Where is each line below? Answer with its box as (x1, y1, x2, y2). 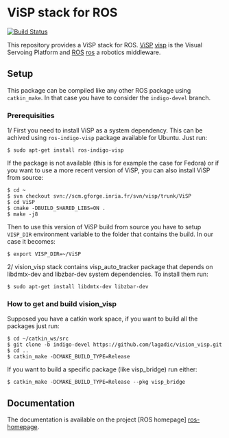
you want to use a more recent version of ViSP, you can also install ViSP (7, 166, 210, 174)
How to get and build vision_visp (7, 299, 117, 308)
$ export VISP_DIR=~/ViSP (7, 251, 81, 258)
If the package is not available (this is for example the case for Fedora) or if (7, 159, 219, 168)
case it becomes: (7, 238, 56, 246)
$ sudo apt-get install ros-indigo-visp (7, 147, 125, 154)
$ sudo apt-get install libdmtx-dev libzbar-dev (7, 284, 149, 290)
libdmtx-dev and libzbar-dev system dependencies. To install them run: (7, 270, 209, 279)
